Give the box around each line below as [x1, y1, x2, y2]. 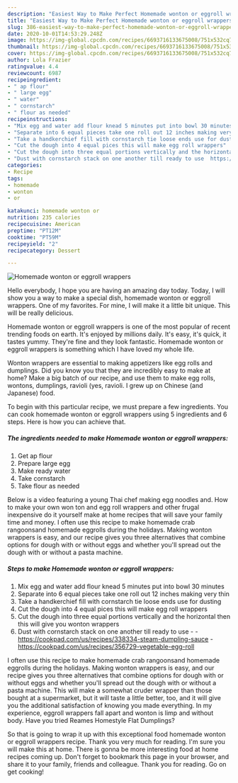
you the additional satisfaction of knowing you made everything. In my [7, 702, 212, 710]
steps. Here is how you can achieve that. [7, 418, 126, 426]
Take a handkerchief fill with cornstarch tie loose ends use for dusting [17, 598, 222, 606]
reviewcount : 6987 [7, 69, 62, 76]
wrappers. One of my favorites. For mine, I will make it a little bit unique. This [7, 302, 231, 310]
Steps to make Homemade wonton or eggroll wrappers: [7, 564, 174, 573]
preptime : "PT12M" [7, 227, 62, 234]
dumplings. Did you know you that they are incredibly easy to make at [7, 366, 211, 375]
